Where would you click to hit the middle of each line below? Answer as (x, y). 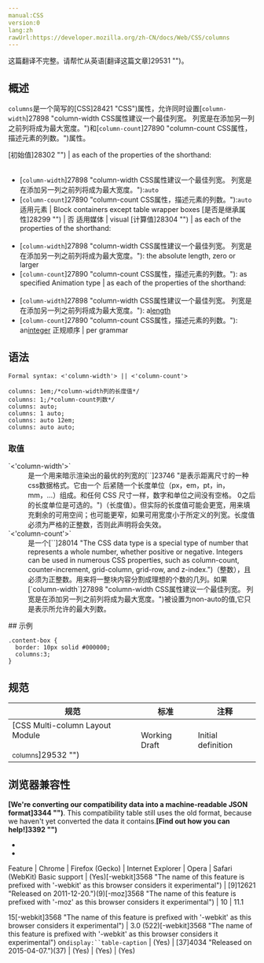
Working (156, 735)
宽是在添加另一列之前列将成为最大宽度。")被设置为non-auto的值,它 (136, 599)
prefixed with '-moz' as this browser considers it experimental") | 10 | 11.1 (126, 902)
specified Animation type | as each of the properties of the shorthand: (132, 283)
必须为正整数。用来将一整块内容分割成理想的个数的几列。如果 (128, 579)
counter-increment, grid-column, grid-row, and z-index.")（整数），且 (139, 570)
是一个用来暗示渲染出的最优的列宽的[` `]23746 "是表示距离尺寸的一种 (138, 476)
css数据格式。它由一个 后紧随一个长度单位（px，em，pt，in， (128, 485)
